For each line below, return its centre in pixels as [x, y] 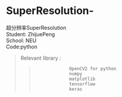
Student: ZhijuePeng [31, 34]
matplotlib [82, 79]
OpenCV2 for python [93, 68]
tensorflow [82, 84]
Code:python [22, 46]
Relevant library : [41, 58]
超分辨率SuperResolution [36, 27]
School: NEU [21, 40]
